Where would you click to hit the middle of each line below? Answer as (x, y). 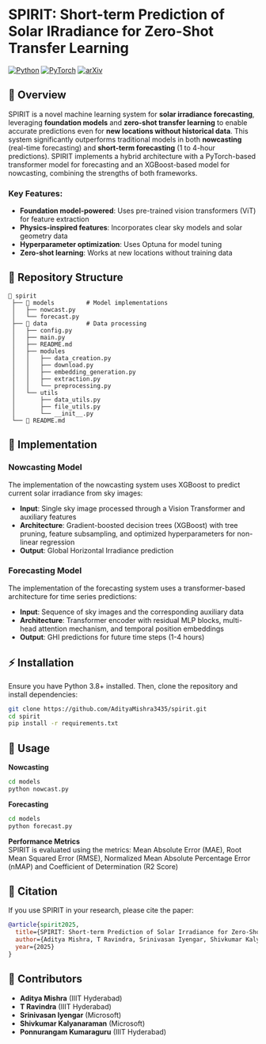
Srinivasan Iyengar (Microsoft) (70, 1015)
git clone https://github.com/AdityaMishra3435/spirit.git (108, 709)
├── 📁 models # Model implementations (90, 302)
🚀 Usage (29, 748)
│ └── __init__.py (52, 413)
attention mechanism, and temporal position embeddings (131, 628)
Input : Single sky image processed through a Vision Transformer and (132, 508)
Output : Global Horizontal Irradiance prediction (97, 550)
